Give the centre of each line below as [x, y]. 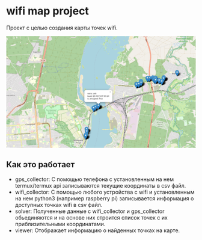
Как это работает [41, 165]
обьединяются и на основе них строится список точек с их [91, 217]
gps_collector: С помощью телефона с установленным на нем [94, 179]
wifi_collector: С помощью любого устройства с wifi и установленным [105, 192]
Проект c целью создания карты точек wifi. [62, 28]
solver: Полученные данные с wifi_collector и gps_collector [90, 211]
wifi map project [47, 11]
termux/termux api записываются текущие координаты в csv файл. [100, 185]
